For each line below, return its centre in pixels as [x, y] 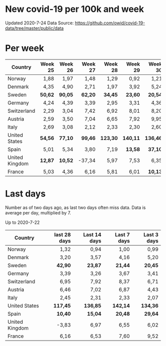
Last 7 [122, 234]
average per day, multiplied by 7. [38, 212]
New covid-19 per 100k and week [75, 9]
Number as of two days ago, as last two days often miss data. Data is [75, 208]
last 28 [62, 234]
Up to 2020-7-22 [22, 222]
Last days [25, 194]
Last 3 [151, 234]
